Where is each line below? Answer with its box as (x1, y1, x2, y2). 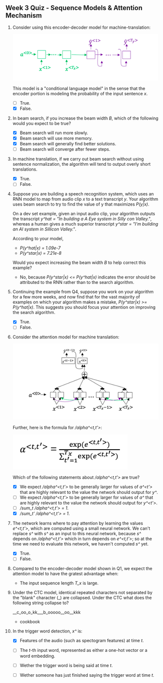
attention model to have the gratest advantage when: (12, 571, 118, 577)
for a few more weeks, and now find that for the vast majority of (12, 294, 140, 300)
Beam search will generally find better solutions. (19, 141, 116, 147)
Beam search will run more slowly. (19, 130, 89, 136)
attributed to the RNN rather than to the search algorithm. (19, 280, 135, 285)
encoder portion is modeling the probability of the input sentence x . (12, 90, 148, 96)
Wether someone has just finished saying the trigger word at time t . (19, 672, 155, 678)
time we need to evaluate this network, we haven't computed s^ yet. (12, 541, 149, 547)
